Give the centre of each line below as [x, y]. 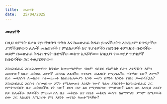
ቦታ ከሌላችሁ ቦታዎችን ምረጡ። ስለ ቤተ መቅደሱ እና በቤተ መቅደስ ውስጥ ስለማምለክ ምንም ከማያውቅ [83, 93]
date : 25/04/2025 [25, 14]
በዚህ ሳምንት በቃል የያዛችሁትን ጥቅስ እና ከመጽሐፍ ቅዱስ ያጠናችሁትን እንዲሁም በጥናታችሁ [81, 42]
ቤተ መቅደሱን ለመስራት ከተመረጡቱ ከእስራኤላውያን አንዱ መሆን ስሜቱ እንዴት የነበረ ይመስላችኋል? [80, 78]
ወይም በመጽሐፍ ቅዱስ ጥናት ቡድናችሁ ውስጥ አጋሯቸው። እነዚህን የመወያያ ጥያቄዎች [75, 53]
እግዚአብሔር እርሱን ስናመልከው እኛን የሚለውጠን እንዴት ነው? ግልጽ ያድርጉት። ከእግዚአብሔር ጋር [79, 83]
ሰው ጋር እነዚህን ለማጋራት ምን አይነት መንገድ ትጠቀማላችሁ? [52, 97]
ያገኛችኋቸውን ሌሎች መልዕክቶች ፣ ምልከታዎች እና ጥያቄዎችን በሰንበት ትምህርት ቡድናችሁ [78, 48]
